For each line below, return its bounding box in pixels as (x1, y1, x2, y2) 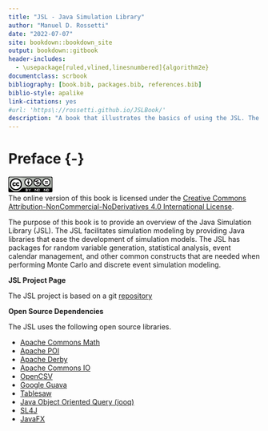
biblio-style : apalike (8, 89, 84, 97)
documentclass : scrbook (8, 72, 88, 80)
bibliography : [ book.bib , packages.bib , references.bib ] (8, 80, 202, 88)
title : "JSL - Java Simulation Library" (8, 13, 146, 21)
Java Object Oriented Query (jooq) (19, 397, 134, 407)
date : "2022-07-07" (8, 30, 74, 38)
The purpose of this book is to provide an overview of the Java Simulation (8, 217, 252, 228)
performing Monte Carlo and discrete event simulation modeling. (8, 260, 222, 270)
